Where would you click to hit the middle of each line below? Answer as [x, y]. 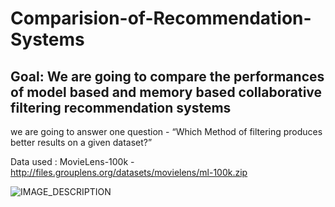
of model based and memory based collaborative [166, 92]
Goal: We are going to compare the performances [167, 76]
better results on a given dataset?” [81, 142]
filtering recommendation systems [121, 107]
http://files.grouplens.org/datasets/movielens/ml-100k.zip [129, 172]
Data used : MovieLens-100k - [72, 161]
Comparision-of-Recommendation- [161, 18]
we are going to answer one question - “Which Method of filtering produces [166, 131]
